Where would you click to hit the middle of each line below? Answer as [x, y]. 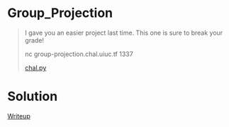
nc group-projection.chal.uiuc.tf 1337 [79, 54]
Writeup [19, 116]
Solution [33, 96]
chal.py [35, 67]
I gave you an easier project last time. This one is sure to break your [124, 33]
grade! [34, 40]
